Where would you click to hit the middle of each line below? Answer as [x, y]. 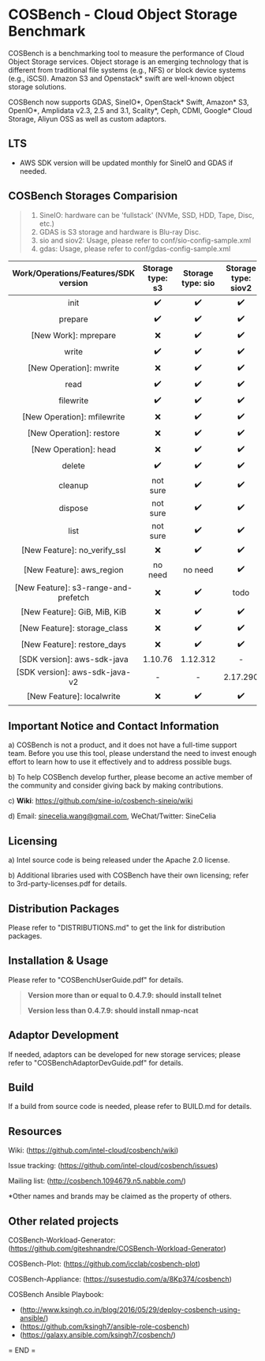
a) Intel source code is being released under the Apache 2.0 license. [119, 860]
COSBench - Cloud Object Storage [123, 15]
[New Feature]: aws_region [73, 570]
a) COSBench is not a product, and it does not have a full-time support [123, 745]
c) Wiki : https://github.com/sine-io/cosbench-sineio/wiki [101, 801]
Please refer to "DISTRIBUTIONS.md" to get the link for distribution [117, 927]
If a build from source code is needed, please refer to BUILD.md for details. [130, 1107]
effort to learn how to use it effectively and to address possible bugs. [120, 762]
